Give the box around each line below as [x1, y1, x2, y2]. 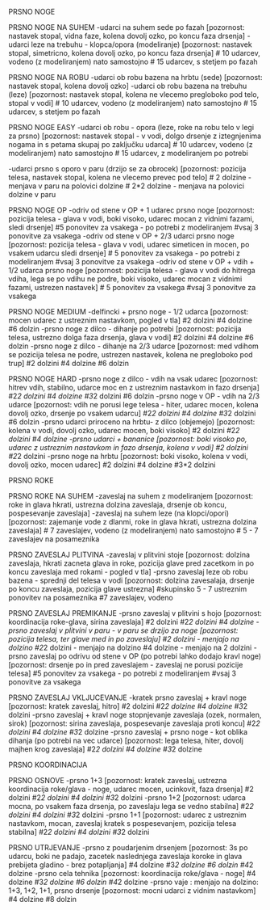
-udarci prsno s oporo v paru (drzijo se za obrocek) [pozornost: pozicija [8, 164, 247, 173]
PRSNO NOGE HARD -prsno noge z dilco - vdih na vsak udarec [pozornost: [8, 374, 259, 383]
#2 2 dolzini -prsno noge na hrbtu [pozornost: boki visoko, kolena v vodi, [8, 452, 248, 461]
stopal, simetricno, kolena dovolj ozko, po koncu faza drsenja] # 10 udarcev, [8, 48, 260, 57]
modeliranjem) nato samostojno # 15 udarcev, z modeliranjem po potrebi [8, 149, 248, 158]
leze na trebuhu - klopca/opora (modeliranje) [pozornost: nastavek [31, 40, 252, 49]
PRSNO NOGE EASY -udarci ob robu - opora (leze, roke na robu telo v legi [8, 123, 255, 132]
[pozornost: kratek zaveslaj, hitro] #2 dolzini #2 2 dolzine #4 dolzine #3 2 [8, 701, 248, 710]
